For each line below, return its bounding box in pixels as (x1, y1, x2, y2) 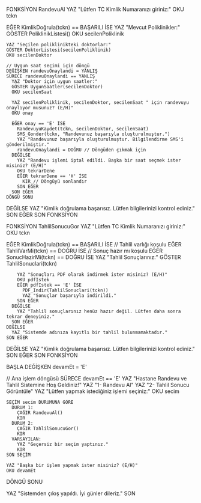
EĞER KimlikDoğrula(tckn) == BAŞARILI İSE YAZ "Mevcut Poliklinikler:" (6, 24, 181, 31)
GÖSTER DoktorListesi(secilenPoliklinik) (6, 47, 112, 53)
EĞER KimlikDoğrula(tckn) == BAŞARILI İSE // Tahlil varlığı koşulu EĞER (6, 241, 182, 248)
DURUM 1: (11, 404, 34, 410)
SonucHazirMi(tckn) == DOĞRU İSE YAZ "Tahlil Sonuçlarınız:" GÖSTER (6, 254, 181, 261)
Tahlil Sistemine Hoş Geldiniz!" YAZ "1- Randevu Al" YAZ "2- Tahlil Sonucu (6, 382, 190, 388)
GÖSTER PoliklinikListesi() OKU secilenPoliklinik (6, 30, 124, 37)
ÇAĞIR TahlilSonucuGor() (17, 425, 79, 431)
